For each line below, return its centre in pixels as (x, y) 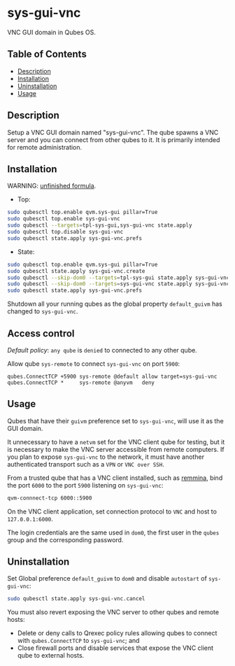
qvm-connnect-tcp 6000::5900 (50, 498)
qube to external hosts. (51, 656)
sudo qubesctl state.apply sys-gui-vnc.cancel (76, 599)
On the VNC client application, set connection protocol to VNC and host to (112, 511)
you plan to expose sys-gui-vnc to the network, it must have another (106, 457)
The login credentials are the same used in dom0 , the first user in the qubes (113, 532)
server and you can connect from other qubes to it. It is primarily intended (114, 140)
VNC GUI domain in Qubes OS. (51, 32)
